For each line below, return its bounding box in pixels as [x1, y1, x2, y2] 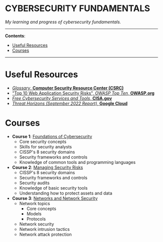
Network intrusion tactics [19, 226, 70, 232]
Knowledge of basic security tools [19, 185, 88, 191]
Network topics [19, 200, 50, 206]
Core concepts [26, 206, 57, 211]
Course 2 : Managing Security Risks [12, 164, 83, 170]
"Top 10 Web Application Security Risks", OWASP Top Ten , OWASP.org [12, 90, 155, 96]
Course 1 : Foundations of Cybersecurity [12, 133, 92, 139]
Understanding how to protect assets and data [19, 190, 113, 196]
